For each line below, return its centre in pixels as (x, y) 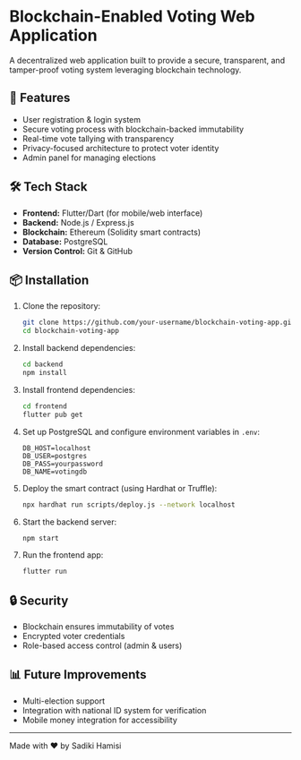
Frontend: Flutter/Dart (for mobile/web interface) (112, 213)
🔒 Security (39, 600)
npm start (41, 538)
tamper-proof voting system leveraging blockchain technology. (125, 70)
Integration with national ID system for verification (114, 710)
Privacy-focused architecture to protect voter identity (120, 148)
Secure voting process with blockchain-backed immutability (133, 129)
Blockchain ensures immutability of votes (98, 627)
